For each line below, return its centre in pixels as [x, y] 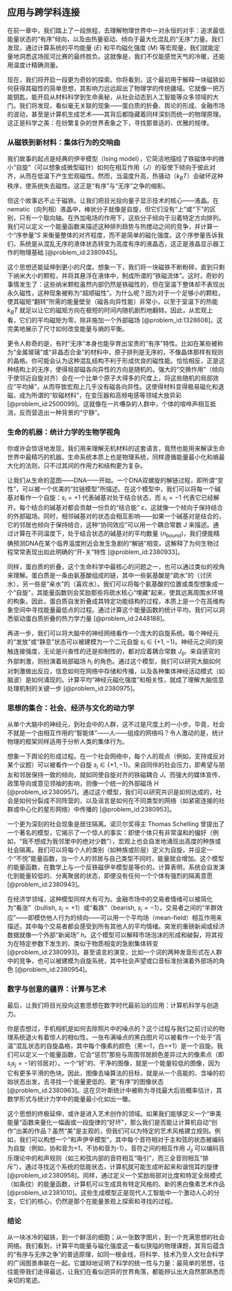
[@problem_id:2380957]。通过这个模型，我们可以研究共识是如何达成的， [112, 792]
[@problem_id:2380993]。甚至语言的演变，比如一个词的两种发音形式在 [109, 952]
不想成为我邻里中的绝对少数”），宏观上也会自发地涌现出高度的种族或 [125, 841]
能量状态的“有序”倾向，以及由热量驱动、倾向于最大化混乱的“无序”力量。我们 [115, 39]
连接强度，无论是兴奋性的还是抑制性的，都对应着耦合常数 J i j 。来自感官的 [117, 652]
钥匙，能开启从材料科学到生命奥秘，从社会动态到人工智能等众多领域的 [113, 97]
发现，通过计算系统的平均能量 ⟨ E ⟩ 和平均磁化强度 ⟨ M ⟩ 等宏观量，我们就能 [110, 48]
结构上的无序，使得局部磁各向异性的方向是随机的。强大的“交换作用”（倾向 [118, 369]
